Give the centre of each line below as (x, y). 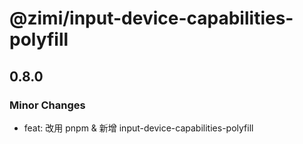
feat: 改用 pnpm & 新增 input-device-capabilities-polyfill (138, 128)
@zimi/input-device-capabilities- (151, 18)
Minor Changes (47, 105)
